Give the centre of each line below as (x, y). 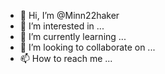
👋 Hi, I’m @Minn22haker (69, 15)
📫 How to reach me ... (66, 58)
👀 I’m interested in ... (62, 26)
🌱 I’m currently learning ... (73, 36)
